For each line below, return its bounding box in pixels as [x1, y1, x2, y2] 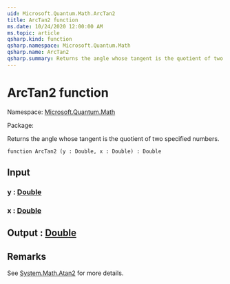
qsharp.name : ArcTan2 [7, 49, 70, 56]
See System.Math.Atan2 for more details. [7, 269, 124, 277]
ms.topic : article [7, 29, 60, 37]
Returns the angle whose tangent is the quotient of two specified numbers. [7, 134, 220, 142]
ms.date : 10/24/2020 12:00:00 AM [7, 23, 103, 30]
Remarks [7, 250, 47, 263]
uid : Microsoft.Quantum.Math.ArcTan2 [7, 10, 116, 17]
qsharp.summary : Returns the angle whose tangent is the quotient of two [7, 55, 224, 62]
